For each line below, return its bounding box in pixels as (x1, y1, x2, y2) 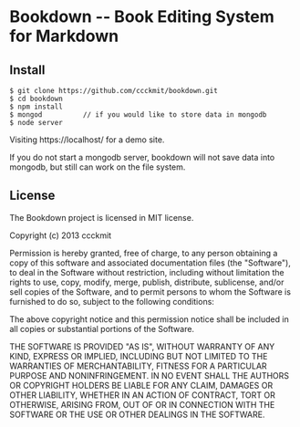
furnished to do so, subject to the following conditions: (9, 296, 214, 307)
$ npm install (9, 102, 64, 111)
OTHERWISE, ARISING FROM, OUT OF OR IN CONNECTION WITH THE (9, 399, 275, 410)
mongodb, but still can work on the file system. (9, 161, 186, 172)
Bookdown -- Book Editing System (9, 6, 275, 27)
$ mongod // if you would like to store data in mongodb (9, 110, 267, 120)
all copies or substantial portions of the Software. (9, 323, 194, 334)
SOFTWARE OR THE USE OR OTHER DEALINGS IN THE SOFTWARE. (9, 409, 265, 420)
